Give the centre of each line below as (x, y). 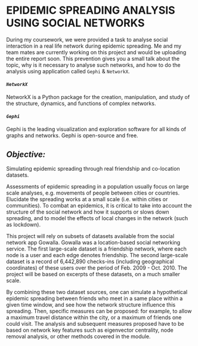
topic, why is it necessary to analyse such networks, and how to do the (93, 65)
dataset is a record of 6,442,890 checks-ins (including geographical (90, 262)
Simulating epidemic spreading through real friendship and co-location (93, 169)
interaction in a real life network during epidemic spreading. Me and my (94, 46)
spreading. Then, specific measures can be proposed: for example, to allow (99, 311)
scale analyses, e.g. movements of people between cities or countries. (93, 193)
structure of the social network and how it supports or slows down (88, 212)
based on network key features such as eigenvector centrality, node (90, 330)
